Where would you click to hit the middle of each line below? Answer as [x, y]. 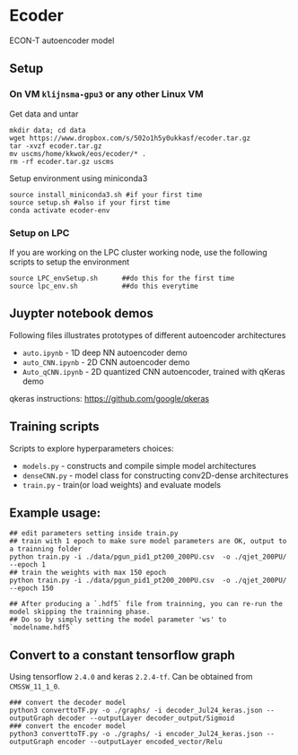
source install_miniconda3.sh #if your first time [106, 195]
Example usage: [55, 512]
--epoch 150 [31, 588]
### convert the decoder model [68, 703]
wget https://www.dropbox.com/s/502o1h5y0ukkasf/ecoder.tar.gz [130, 138]
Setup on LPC [39, 232]
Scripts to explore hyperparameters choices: [92, 448]
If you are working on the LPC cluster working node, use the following [138, 252]
